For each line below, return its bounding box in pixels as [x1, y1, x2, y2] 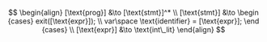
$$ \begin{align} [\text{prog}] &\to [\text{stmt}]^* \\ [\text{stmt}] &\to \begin [8, 8, 259, 17]
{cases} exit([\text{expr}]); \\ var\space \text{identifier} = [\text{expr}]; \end [7, 16, 260, 26]
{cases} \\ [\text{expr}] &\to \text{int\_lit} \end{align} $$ [41, 25, 226, 34]
